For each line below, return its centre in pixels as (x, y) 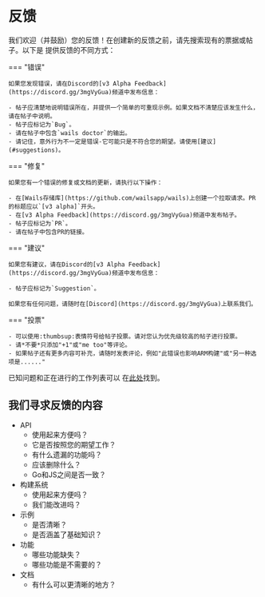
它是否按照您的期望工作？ (74, 444)
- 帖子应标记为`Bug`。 (42, 125)
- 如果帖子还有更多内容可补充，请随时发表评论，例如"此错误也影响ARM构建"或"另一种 (130, 353)
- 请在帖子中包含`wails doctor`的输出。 (70, 133)
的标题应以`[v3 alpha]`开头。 (54, 206)
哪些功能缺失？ (56, 554)
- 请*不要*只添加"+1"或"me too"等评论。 (70, 344)
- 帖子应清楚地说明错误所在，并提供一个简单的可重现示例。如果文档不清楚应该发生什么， (134, 107)
